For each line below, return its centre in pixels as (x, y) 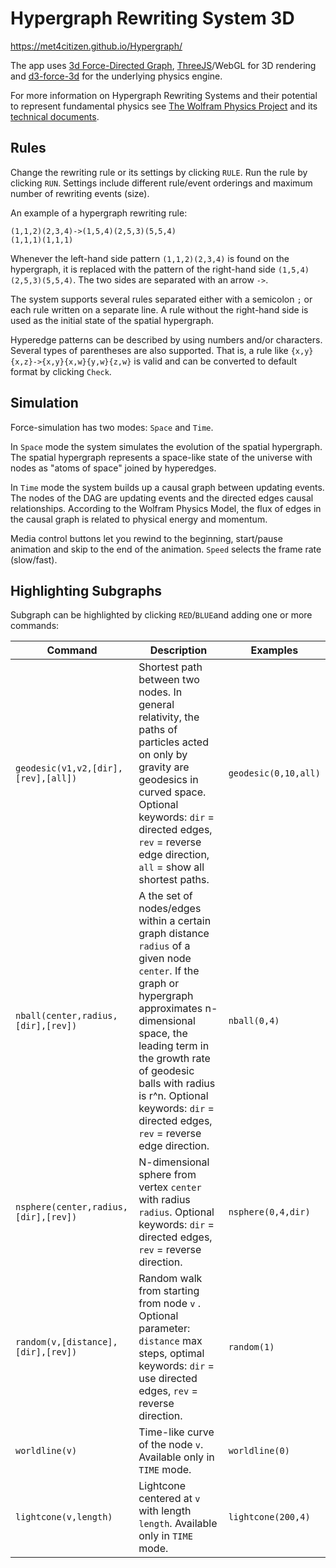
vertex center (170, 1187)
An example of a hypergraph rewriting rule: (99, 213)
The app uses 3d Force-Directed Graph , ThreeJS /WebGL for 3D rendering (163, 65)
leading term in (174, 1046)
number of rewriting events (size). (80, 193)
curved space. (172, 792)
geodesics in (168, 780)
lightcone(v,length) (64, 1517)
